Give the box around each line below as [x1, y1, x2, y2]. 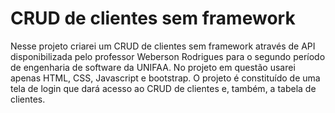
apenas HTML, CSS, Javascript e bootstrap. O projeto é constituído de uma [10, 72, 321, 84]
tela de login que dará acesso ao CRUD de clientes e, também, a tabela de [10, 82, 317, 94]
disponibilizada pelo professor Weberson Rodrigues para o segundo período [10, 50, 326, 62]
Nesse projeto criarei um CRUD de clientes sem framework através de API [10, 40, 316, 52]
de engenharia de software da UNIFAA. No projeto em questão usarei [10, 61, 296, 73]
